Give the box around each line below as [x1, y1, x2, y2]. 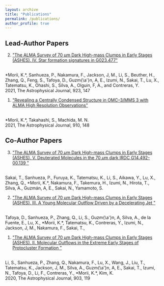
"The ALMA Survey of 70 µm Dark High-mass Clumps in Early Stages [12, 52, 153, 58]
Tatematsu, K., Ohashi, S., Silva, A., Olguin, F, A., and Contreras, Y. [5, 82, 139, 88]
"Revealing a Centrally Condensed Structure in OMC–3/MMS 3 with [12, 97, 149, 103]
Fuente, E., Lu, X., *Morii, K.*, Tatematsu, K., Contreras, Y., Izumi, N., [5, 219, 144, 226]
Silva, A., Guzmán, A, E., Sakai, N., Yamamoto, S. [5, 185, 104, 191]
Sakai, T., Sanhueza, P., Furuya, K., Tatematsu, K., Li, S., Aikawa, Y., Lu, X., [5, 175, 156, 181]
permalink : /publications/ [5, 16, 60, 21]
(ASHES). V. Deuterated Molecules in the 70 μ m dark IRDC [12, 155, 130, 160]
